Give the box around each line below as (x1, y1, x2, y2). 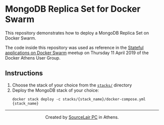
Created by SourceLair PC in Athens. (45, 114, 119, 120)
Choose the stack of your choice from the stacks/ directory (12, 82, 132, 88)
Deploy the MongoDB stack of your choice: (12, 87, 99, 93)
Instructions (5, 69, 43, 78)
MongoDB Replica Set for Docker (5, 3, 141, 15)
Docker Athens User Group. (5, 55, 61, 61)
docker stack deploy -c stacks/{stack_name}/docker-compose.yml (12, 97, 146, 102)
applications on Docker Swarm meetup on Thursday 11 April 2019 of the (5, 50, 149, 56)
